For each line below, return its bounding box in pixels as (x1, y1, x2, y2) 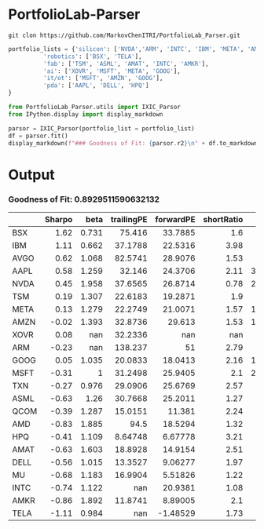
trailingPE (110, 213, 148, 224)
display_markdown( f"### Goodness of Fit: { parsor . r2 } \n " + (8, 139, 206, 147)
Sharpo (44, 213, 73, 224)
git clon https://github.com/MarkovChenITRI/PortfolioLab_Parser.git (8, 31, 241, 39)
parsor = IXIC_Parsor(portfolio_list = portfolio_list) (8, 124, 195, 133)
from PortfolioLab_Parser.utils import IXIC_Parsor (8, 104, 181, 111)
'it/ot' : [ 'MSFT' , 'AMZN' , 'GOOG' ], (42, 75, 163, 82)
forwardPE (155, 213, 196, 224)
